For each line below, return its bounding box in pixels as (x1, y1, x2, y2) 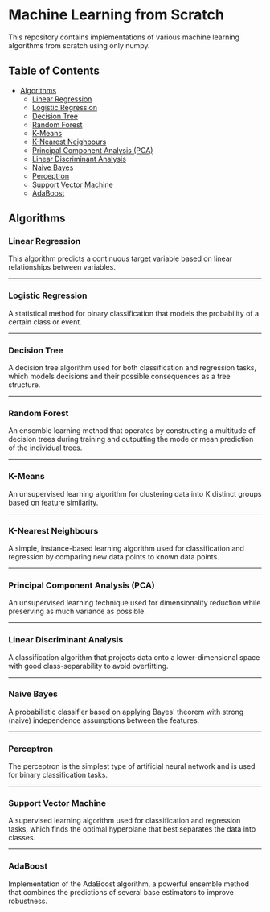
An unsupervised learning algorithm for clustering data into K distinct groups (8, 489, 262, 498)
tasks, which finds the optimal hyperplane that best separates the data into (8, 824, 256, 834)
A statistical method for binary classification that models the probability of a (8, 308, 260, 318)
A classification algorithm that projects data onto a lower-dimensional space (8, 652, 260, 662)
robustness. (8, 896, 48, 906)
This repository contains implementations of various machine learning (8, 32, 239, 42)
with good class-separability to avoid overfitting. (8, 661, 169, 671)
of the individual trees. (8, 443, 83, 452)
